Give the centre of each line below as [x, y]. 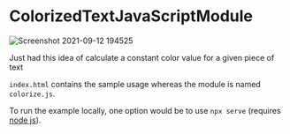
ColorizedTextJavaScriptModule [131, 16]
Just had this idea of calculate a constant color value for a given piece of [142, 57]
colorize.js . [32, 93]
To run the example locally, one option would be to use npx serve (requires [145, 110]
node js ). [25, 120]
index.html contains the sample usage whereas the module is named [135, 84]
